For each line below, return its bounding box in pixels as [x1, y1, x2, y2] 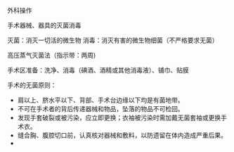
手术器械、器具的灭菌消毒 [7, 21, 82, 30]
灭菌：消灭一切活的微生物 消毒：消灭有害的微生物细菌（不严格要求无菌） [7, 36, 219, 44]
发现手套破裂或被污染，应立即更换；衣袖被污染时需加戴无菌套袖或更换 [17, 113, 221, 122]
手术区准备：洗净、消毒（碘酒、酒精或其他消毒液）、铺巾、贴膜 [7, 66, 189, 74]
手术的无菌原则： [7, 81, 57, 89]
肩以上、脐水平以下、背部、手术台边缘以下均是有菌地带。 [17, 96, 184, 104]
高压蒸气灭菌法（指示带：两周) [7, 51, 96, 59]
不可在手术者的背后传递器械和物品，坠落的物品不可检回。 [17, 105, 184, 113]
